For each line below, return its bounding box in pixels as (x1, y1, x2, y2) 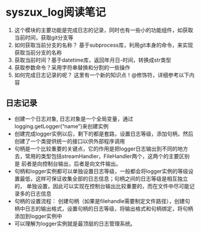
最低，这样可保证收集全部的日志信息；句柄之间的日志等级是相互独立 (19, 175, 188, 182)
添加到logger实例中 (14, 212, 62, 219)
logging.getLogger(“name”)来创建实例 (14, 122, 109, 129)
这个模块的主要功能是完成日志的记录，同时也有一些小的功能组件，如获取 (14, 26, 193, 34)
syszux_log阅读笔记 (5, 5, 106, 19)
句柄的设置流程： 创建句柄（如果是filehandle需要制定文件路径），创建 (14, 197, 185, 204)
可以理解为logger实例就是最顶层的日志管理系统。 (14, 220, 136, 227)
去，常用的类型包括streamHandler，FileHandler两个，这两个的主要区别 (14, 152, 190, 159)
